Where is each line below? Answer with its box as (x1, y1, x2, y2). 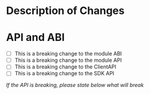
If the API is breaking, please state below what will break (6, 82, 144, 89)
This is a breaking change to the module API (14, 57, 122, 64)
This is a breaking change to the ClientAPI (14, 63, 116, 71)
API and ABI (6, 31, 65, 44)
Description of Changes (6, 4, 125, 18)
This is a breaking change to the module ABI (14, 50, 122, 57)
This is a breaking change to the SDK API (14, 70, 115, 77)
